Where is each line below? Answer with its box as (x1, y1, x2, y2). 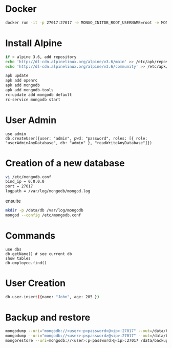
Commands (5, 229, 56, 241)
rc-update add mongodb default (5, 92, 72, 98)
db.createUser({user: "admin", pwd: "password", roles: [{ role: (5, 136, 147, 141)
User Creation (5, 277, 66, 289)
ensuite (5, 198, 21, 204)
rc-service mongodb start (5, 97, 60, 102)
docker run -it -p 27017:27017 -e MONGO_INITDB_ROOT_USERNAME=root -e (5, 20, 159, 25)
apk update (5, 73, 29, 79)
